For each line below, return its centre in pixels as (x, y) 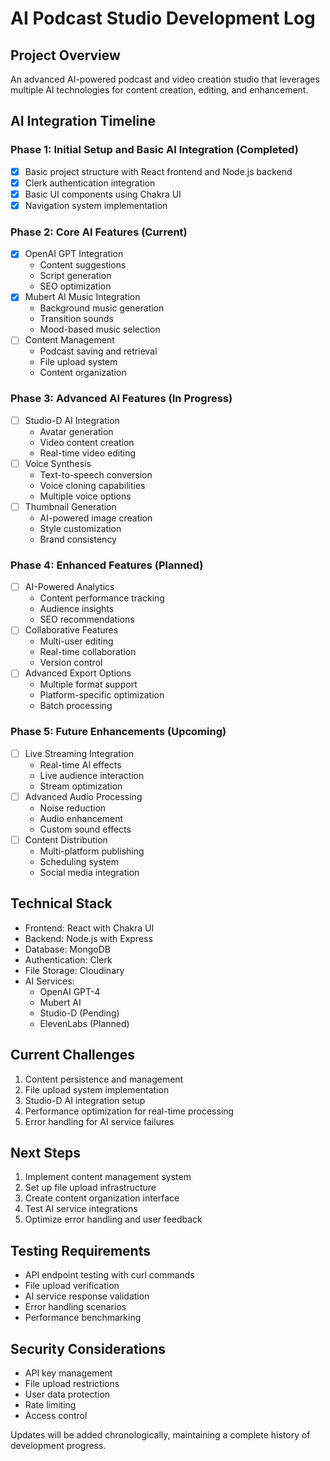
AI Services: (49, 981)
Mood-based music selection (100, 329)
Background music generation (102, 308)
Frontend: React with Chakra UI (89, 928)
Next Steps (45, 1152)
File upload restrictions (72, 1383)
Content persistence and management (104, 1079)
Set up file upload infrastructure (90, 1188)
